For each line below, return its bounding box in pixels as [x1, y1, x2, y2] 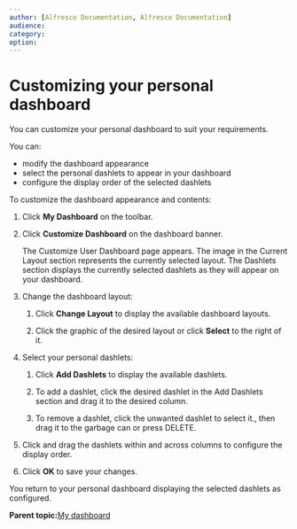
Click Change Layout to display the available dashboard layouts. [35, 308, 271, 319]
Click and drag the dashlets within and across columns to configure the [21, 440, 283, 450]
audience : [9, 21, 46, 30]
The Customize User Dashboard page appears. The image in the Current [21, 245, 288, 257]
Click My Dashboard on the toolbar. [21, 212, 153, 222]
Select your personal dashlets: [21, 352, 134, 363]
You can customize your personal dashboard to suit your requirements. [9, 124, 269, 135]
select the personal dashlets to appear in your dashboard [21, 167, 231, 178]
